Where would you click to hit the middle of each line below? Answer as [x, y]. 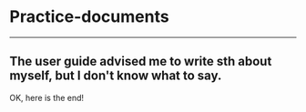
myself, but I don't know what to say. [116, 76]
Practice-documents [90, 17]
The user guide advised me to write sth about [141, 61]
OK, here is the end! [47, 97]
